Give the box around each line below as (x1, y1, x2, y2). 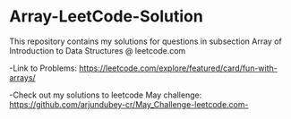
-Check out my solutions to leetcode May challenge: (9, 89, 202, 100)
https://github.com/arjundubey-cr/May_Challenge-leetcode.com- (9, 98, 249, 109)
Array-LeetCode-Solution (9, 6, 203, 27)
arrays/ (9, 72, 36, 82)
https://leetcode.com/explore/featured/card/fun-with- (79, 63, 278, 73)
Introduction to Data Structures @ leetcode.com (9, 45, 186, 55)
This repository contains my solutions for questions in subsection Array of (9, 36, 282, 47)
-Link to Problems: (9, 63, 78, 73)
